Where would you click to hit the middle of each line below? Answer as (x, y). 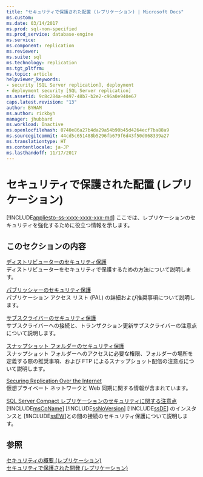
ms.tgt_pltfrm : (25, 68)
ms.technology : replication (42, 62)
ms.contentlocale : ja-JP (38, 147)
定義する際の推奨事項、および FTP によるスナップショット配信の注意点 (95, 361)
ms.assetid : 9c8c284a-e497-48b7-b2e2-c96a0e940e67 (72, 96)
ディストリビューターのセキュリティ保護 (57, 262)
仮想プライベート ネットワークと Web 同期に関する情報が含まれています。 (99, 388)
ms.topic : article (29, 74)
